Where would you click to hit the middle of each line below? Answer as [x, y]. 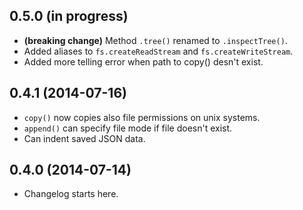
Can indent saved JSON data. [84, 138]
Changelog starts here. [71, 194]
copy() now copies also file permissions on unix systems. [142, 117]
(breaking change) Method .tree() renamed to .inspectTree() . [155, 40]
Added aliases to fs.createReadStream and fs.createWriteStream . [158, 51]
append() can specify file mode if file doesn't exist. [128, 128]
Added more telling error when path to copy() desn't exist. [143, 61]
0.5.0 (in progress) [69, 16]
